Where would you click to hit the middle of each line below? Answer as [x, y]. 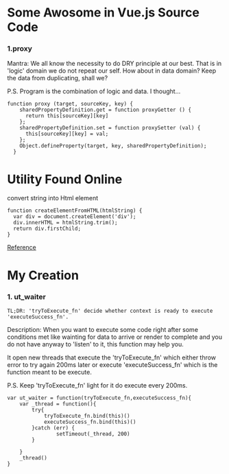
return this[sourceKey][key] [67, 116]
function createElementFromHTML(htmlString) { [75, 211]
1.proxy [20, 49]
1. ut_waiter [26, 296]
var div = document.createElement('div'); [75, 217]
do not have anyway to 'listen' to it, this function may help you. [95, 344]
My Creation [43, 275]
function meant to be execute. [50, 372]
